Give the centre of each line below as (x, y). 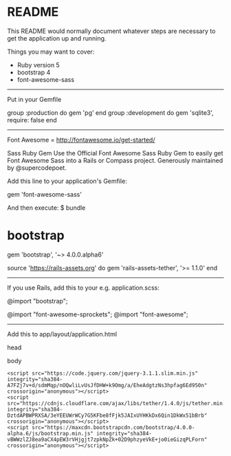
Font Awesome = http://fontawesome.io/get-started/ (81, 140)
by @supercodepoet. (37, 167)
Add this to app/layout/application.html (62, 334)
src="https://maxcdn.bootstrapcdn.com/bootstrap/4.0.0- (113, 427)
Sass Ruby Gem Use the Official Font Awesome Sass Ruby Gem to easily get (115, 153)
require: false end (32, 120)
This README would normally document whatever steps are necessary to (111, 31)
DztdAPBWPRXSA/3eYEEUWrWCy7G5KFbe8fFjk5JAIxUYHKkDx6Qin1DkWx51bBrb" (107, 415)
